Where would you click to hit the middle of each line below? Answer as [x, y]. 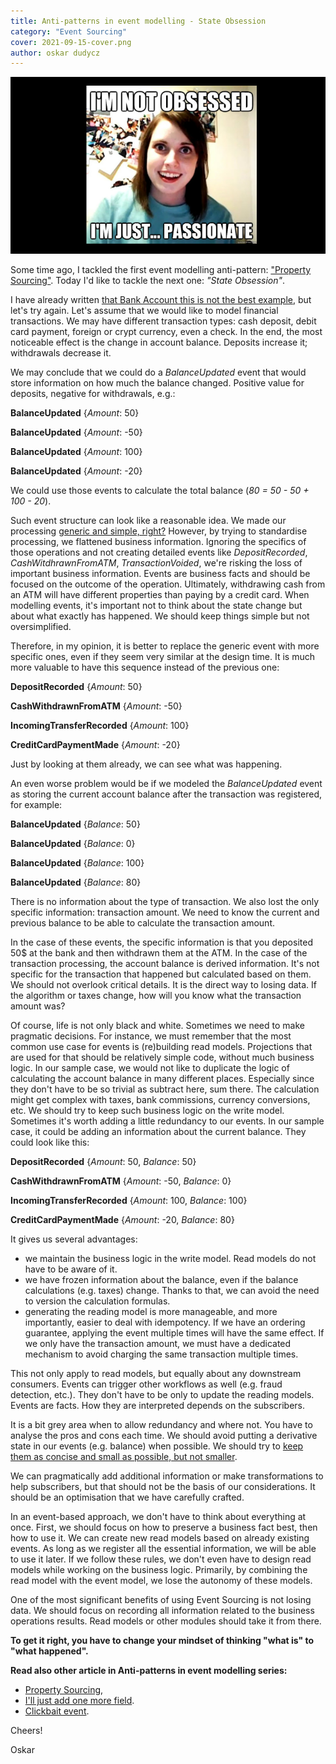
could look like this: [50, 1142]
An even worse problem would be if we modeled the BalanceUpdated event [166, 784]
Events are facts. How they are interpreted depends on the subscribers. [158, 1406]
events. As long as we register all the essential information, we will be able [163, 1549]
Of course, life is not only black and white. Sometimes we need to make [157, 1026]
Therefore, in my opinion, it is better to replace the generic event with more [165, 646]
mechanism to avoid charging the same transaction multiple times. [161, 1354]
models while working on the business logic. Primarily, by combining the [159, 1570]
